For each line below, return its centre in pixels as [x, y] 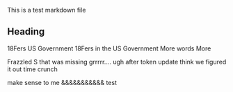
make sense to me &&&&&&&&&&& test [62, 82]
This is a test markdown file [47, 10]
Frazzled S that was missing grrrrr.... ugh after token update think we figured [117, 62]
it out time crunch [32, 69]
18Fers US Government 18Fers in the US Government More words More [109, 48]
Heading [26, 31]
